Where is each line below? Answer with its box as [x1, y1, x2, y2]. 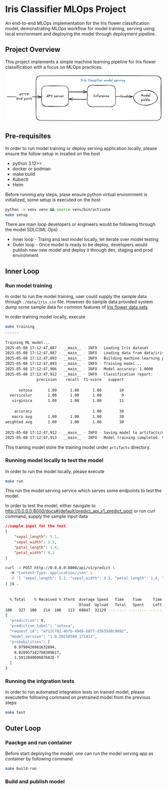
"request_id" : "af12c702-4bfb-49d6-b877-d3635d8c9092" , [9, 629, 128, 634]
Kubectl [12, 176, 28, 182]
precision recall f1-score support [36, 377, 124, 382]
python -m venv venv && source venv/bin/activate [5, 207, 111, 212]
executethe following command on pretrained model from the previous [5, 694, 151, 701]
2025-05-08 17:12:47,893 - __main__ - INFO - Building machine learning [5, 356, 160, 361]
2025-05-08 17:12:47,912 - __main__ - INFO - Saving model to [5, 430, 137, 435]
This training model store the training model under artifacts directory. [5, 444, 151, 450]
